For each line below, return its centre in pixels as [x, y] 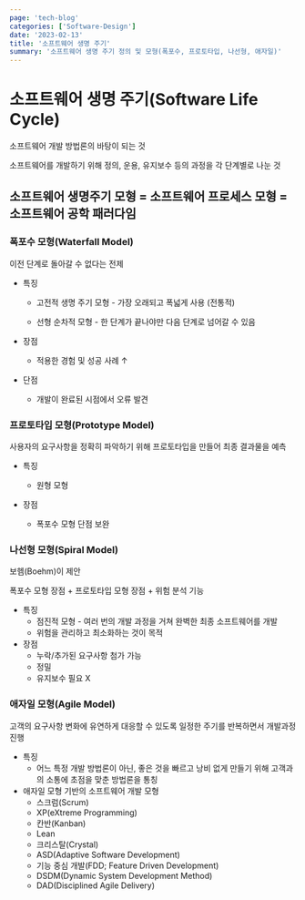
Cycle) [35, 120]
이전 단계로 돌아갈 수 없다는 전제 [67, 263]
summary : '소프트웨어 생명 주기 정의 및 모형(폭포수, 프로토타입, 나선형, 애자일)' [146, 52]
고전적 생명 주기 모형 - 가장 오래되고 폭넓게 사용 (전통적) [135, 302]
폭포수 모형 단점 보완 [73, 524]
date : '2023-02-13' [46, 35]
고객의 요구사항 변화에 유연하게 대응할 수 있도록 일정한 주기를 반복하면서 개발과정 [153, 726]
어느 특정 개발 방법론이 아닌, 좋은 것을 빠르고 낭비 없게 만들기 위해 [152, 768]
